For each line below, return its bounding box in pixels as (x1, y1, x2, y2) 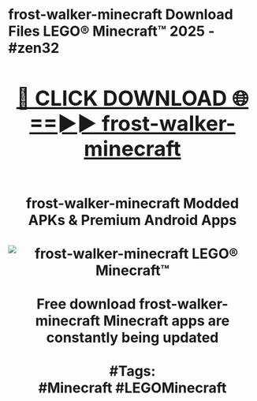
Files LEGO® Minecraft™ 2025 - (8, 22, 215, 40)
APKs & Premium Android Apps (28, 211, 237, 229)
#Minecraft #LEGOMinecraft (38, 379, 227, 396)
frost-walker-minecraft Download (8, 6, 234, 24)
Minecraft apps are (102, 312, 230, 329)
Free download (36, 294, 136, 313)
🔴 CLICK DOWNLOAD (16, 84, 227, 111)
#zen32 (8, 39, 60, 57)
